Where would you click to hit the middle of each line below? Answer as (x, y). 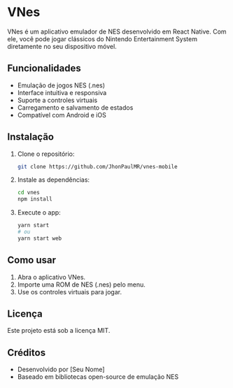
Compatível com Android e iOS (62, 115)
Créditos (27, 353)
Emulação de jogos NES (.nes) (61, 85)
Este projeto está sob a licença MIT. (59, 331)
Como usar (32, 260)
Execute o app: (39, 213)
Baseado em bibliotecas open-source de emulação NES (98, 377)
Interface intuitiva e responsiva (62, 92)
